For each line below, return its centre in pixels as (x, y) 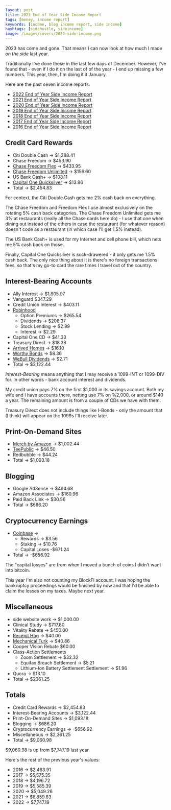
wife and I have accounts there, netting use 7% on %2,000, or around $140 (84, 395)
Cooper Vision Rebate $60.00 (44, 646)
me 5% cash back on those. (35, 244)
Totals (15, 695)
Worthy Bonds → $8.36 (37, 353)
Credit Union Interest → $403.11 (46, 304)
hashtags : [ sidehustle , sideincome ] (44, 29)
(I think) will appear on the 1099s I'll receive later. (57, 415)
